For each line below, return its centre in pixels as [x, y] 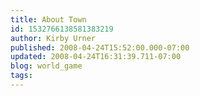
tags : [21, 76]
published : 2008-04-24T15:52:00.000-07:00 [100, 47]
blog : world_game [46, 66]
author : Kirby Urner [53, 38]
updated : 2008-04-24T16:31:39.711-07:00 [96, 57]
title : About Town [48, 19]
